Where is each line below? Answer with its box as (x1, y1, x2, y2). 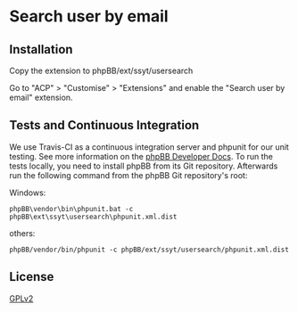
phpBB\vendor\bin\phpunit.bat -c (9, 204, 134, 213)
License (9, 269, 54, 284)
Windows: (9, 187, 46, 198)
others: (9, 227, 36, 238)
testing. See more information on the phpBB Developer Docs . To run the (9, 151, 274, 161)
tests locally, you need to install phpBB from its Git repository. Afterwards (9, 160, 278, 171)
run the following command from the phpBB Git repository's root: (9, 169, 248, 180)
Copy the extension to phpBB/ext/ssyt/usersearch (9, 65, 194, 76)
